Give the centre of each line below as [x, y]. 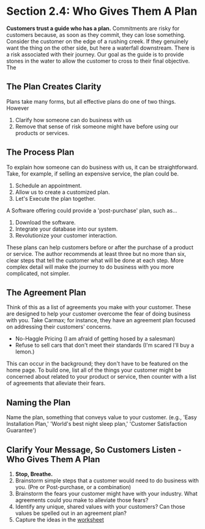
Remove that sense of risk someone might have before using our [97, 126]
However [18, 108]
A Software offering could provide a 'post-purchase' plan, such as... [92, 210]
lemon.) [25, 352]
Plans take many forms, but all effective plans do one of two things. [91, 101]
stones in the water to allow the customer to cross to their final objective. [98, 61]
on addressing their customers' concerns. [59, 327]
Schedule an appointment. [48, 185]
